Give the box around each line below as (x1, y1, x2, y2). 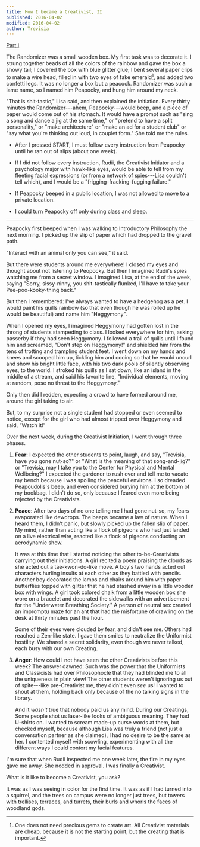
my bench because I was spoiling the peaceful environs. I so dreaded (14, 476, 186, 483)
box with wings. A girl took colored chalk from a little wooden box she (14, 589, 186, 596)
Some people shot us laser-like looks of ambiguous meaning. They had (14, 712, 189, 720)
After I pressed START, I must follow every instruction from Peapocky (14, 141, 185, 148)
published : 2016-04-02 (6, 14, 62, 20)
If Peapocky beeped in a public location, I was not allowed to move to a (14, 190, 189, 197)
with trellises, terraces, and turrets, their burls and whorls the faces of (6, 798, 177, 805)
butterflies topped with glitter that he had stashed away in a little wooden (14, 582, 194, 589)
